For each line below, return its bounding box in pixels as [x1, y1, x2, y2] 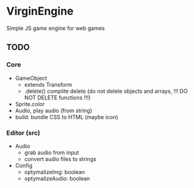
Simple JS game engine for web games [6, 24, 105, 32]
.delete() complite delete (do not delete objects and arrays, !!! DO [24, 87, 188, 95]
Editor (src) [6, 128, 41, 137]
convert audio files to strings [24, 155, 96, 162]
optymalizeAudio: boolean [24, 175, 90, 182]
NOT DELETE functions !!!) [24, 93, 91, 101]
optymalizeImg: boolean [24, 168, 85, 175]
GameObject [15, 74, 47, 82]
